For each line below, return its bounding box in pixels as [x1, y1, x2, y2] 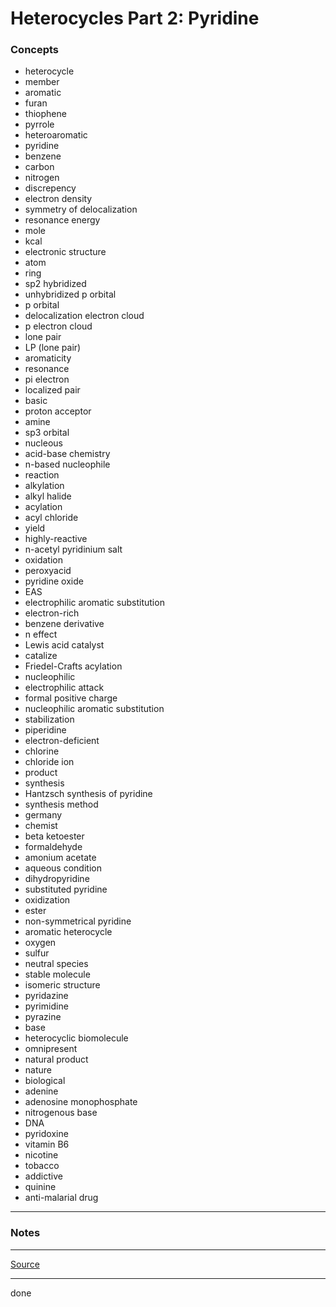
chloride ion [24, 756, 75, 768]
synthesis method [24, 798, 99, 811]
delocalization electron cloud [24, 310, 145, 322]
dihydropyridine [24, 873, 90, 885]
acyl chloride [24, 512, 79, 524]
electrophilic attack [24, 682, 105, 694]
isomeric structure [24, 979, 101, 991]
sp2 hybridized [24, 278, 87, 290]
